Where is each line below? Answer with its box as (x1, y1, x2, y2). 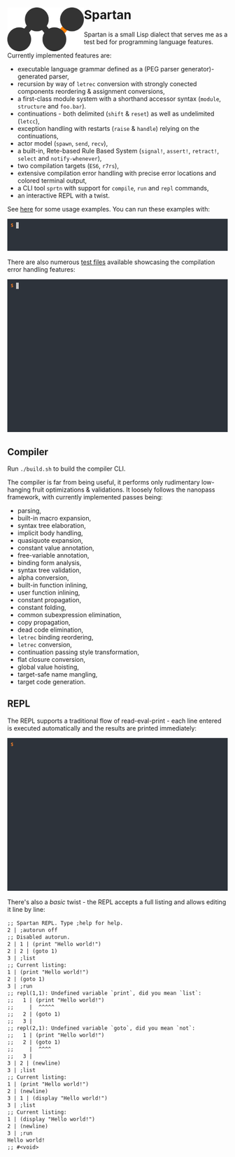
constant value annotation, (17, 543, 94, 553)
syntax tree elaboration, (17, 522, 86, 530)
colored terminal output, (17, 176, 87, 185)
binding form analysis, (17, 559, 82, 567)
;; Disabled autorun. (7, 934, 71, 941)
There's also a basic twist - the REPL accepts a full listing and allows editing (7, 897, 227, 906)
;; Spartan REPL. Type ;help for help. (7, 920, 124, 927)
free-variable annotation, (17, 551, 90, 560)
